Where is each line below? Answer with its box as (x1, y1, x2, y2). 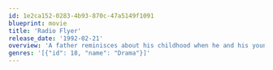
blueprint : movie (8, 19, 67, 27)
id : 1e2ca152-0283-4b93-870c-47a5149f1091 (8, 11, 154, 20)
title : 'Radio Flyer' (8, 27, 82, 35)
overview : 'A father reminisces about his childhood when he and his (8, 42, 249, 50)
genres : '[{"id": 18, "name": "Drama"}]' (8, 49, 151, 57)
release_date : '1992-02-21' (8, 34, 104, 43)
